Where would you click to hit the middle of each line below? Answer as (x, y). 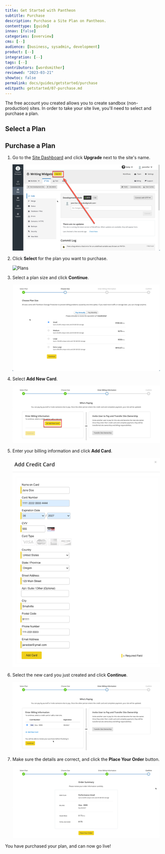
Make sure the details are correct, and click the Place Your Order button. (86, 759)
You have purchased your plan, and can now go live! (58, 846)
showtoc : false (21, 78)
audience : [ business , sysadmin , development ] (52, 47)
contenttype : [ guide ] (27, 26)
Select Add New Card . (35, 379)
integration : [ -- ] (24, 57)
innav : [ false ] (21, 31)
